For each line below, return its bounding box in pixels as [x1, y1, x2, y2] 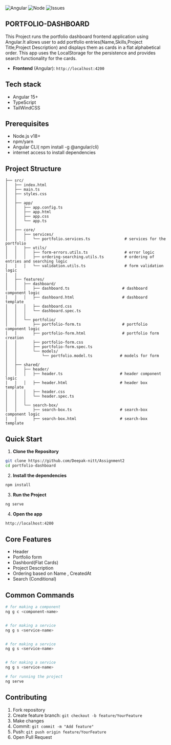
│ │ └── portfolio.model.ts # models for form [5, 353, 159, 359]
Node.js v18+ [12, 133, 41, 139]
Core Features [5, 535, 52, 544]
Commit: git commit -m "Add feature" [12, 723, 94, 729]
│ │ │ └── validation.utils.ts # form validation [5, 264, 164, 269]
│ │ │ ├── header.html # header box [5, 380, 147, 385]
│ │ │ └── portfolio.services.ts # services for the [5, 236, 166, 241]
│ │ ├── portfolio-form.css [5, 340, 83, 345]
